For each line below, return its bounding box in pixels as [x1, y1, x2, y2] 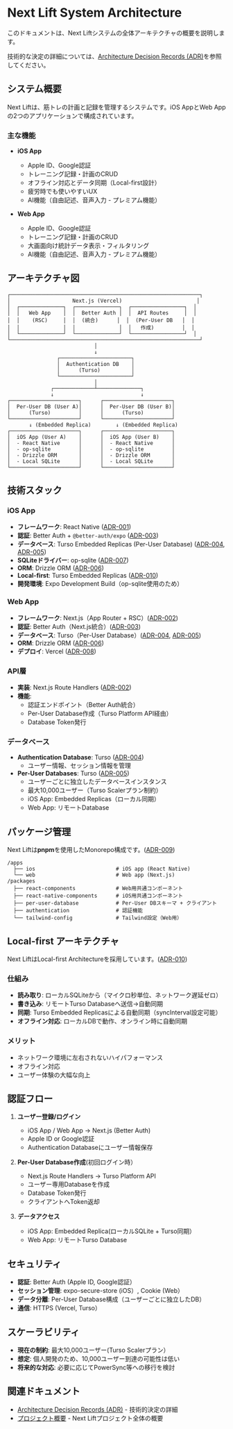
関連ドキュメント [7, 1385, 80, 1397]
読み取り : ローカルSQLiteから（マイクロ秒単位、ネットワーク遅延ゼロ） [17, 991, 223, 999]
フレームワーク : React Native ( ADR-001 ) [17, 522, 132, 530]
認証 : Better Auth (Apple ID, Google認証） [17, 1278, 137, 1286]
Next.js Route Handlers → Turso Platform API [27, 1172, 156, 1180]
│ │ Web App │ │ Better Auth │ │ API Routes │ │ [7, 309, 197, 317]
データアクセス [17, 1212, 60, 1221]
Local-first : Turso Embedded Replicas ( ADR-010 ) [17, 571, 159, 579]
